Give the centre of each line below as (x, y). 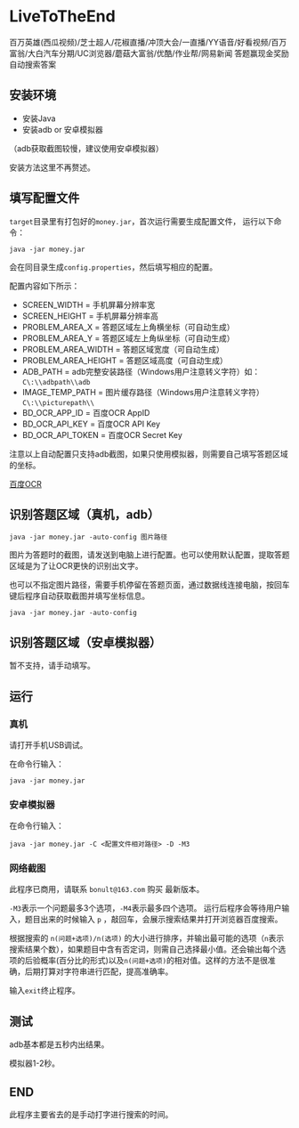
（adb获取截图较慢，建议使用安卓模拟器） (87, 148)
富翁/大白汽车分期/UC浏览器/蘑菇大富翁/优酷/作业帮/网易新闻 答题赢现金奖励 (149, 53)
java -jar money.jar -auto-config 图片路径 (88, 537)
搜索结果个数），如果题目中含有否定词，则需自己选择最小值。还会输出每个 (144, 949)
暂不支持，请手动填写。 (52, 666)
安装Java (39, 118)
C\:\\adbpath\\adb (56, 382)
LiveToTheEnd (62, 16)
